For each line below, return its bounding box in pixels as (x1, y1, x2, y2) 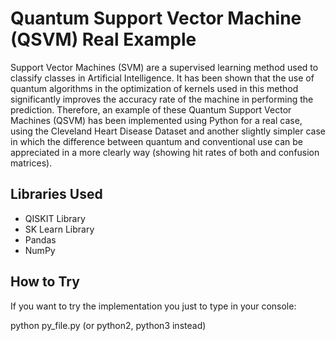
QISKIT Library (24, 212, 86, 224)
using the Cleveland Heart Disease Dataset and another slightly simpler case (10, 125, 326, 137)
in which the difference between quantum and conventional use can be (10, 135, 303, 147)
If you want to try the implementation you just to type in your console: (10, 300, 297, 312)
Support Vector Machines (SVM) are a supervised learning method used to (10, 61, 319, 73)
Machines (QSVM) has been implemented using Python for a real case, (10, 114, 303, 126)
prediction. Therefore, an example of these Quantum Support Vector (10, 103, 292, 116)
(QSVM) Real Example (10, 28, 197, 51)
